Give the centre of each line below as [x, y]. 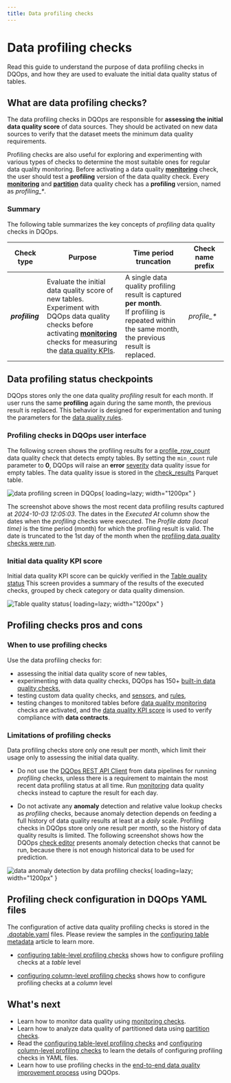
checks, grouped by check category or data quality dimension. [96, 591]
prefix [205, 266]
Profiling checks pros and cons [75, 625]
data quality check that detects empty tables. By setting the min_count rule [112, 458]
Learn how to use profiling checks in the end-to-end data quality [109, 1065]
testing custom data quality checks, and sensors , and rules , [101, 695]
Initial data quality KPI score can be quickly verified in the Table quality [107, 576]
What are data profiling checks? [77, 103]
